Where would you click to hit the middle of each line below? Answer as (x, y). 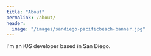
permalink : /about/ (31, 18)
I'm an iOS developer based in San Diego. (58, 46)
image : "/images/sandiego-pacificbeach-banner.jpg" (79, 29)
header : (16, 23)
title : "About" (26, 12)
